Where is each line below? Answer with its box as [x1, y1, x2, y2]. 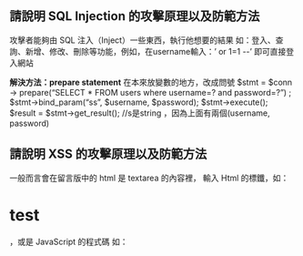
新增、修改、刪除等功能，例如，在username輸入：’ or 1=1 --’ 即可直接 [25, 46, 287, 56]
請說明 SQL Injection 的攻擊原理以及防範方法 [9, 8, 260, 25]
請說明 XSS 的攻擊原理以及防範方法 [9, 147, 207, 162]
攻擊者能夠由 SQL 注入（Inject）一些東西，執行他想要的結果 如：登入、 [9, 35, 276, 46]
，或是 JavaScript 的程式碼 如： [9, 236, 129, 247]
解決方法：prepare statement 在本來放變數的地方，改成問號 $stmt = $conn [9, 77, 293, 87]
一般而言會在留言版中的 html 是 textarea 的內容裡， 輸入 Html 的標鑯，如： [9, 172, 289, 183]
